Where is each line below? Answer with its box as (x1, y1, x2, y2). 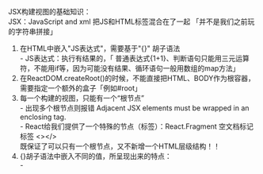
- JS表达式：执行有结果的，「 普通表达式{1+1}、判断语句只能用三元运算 (19, 54, 250, 63)
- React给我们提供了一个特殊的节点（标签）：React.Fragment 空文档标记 (19, 122, 254, 131)
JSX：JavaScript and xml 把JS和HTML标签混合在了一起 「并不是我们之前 (8, 17, 248, 26)
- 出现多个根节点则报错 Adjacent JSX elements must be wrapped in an (19, 103, 250, 113)
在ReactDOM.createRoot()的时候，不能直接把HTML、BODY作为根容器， (19, 74, 256, 83)
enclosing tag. (19, 112, 67, 122)
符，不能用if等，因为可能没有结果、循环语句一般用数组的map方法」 (19, 64, 240, 73)
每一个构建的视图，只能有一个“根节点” (19, 94, 145, 102)
